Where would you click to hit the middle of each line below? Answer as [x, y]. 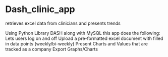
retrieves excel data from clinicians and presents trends [63, 23]
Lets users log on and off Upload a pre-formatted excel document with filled [84, 38]
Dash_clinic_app [40, 9]
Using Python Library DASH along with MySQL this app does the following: [83, 33]
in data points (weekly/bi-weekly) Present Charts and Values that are [76, 43]
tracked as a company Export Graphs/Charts [52, 49]
